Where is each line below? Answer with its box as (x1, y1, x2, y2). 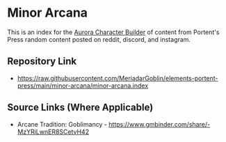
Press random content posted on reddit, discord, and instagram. (7, 35, 191, 43)
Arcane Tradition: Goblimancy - (17, 120, 108, 128)
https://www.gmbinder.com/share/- (108, 120, 211, 128)
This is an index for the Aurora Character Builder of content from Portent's (7, 28, 220, 36)
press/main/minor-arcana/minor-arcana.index (17, 81, 149, 90)
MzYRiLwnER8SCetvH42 (17, 127, 89, 136)
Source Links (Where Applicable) (7, 102, 154, 113)
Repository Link (7, 56, 77, 68)
